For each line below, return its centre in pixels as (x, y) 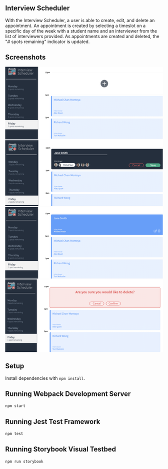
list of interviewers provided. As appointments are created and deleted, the (82, 36)
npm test (14, 434)
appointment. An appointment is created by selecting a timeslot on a (75, 26)
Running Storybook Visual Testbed (61, 449)
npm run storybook (24, 461)
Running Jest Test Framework (53, 422)
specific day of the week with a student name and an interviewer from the (81, 31)
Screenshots (25, 57)
